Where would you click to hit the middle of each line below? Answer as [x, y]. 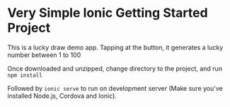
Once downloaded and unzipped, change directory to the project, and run [115, 68]
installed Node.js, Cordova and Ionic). [62, 96]
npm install [25, 75]
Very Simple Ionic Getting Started [108, 13]
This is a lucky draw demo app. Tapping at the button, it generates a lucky [115, 47]
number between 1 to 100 [44, 55]
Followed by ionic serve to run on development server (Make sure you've [115, 88]
